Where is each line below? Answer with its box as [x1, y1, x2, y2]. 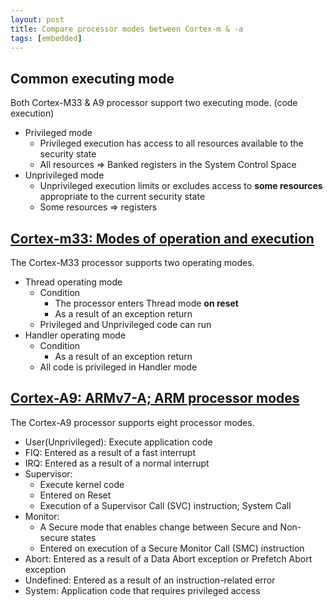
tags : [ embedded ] [10, 33, 83, 43]
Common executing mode [10, 70, 175, 87]
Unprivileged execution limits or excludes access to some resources [39, 180, 323, 192]
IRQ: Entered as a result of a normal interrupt [24, 457, 210, 469]
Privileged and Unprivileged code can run [39, 319, 212, 330]
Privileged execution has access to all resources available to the [39, 137, 304, 150]
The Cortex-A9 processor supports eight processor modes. [10, 416, 255, 428]
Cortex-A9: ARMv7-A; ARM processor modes [10, 390, 300, 407]
